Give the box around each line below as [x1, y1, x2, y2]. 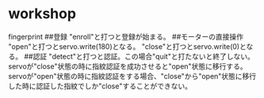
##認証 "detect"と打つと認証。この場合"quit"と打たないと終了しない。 [23, 51, 255, 61]
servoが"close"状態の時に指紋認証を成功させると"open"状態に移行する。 [8, 61, 247, 71]
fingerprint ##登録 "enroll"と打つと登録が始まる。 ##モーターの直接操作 [8, 32, 244, 41]
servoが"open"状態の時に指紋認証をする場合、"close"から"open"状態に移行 [8, 71, 257, 81]
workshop [8, 5, 77, 23]
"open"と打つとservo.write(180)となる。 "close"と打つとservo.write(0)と [8, 41, 247, 51]
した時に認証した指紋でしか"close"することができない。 [8, 81, 193, 91]
